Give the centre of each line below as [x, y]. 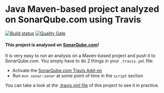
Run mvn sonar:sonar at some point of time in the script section [78, 76]
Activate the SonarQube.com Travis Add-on [57, 71]
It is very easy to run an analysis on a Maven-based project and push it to [80, 56]
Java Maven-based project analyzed [82, 9]
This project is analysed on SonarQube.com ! [52, 45]
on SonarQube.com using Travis [73, 20]
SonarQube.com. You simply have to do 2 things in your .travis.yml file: [80, 61]
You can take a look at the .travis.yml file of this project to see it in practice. [82, 86]
